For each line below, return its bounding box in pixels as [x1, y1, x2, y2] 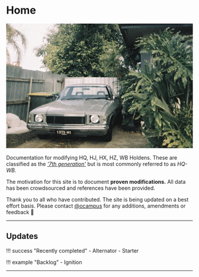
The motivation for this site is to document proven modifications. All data [6, 178, 186, 185]
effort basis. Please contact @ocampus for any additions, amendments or [6, 202, 186, 209]
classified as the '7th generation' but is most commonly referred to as [6, 160, 176, 167]
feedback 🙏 [6, 208, 34, 215]
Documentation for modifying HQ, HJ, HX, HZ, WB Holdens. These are [6, 154, 178, 161]
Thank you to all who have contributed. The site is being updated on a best [6, 196, 189, 203]
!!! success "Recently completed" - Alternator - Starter [6, 247, 139, 254]
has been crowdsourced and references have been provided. [6, 184, 156, 192]
